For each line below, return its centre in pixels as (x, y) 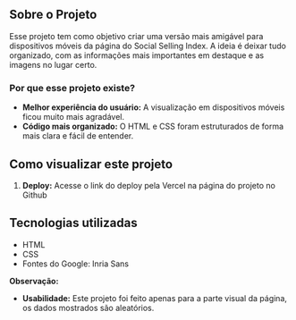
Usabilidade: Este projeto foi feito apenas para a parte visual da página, (155, 298)
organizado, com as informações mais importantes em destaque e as (137, 55)
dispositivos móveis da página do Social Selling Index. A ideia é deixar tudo (148, 46)
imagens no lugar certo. (53, 64)
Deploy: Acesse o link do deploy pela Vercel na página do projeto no (148, 185)
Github (34, 195)
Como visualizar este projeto (91, 164)
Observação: (34, 281)
